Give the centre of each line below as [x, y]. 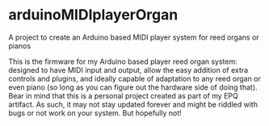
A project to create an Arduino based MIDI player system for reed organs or [134, 37]
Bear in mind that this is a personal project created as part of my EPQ [123, 95]
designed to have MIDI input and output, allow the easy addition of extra [128, 69]
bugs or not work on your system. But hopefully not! [95, 113]
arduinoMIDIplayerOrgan [93, 15]
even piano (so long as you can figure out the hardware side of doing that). [133, 87]
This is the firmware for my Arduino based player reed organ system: [123, 61]
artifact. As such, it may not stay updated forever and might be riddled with [133, 104]
